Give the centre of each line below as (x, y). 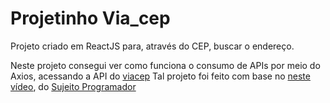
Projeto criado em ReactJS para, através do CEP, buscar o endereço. (152, 46)
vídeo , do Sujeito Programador (73, 86)
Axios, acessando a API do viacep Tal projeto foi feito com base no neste (160, 76)
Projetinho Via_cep (90, 18)
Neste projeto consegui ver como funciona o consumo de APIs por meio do (165, 65)
